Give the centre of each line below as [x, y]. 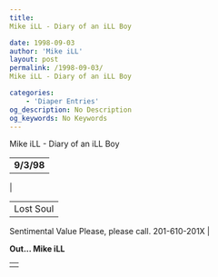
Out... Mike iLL [37, 249]
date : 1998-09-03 [42, 43]
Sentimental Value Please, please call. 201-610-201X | [110, 232]
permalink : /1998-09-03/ [56, 68]
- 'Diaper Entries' [63, 101]
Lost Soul [34, 209]
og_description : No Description [70, 110]
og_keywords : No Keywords [58, 118]
